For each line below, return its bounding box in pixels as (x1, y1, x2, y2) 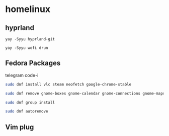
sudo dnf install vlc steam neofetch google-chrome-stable (5, 81, 132, 87)
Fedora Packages (5, 59, 61, 67)
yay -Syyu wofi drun (5, 45, 49, 50)
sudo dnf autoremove (5, 109, 49, 114)
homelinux (5, 3, 51, 15)
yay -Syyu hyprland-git (5, 36, 55, 41)
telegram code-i (5, 72, 39, 78)
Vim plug (5, 122, 34, 131)
